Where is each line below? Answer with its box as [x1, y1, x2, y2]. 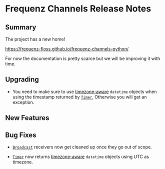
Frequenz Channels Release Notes [5, 3, 151, 14]
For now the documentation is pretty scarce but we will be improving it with [5, 55, 160, 61]
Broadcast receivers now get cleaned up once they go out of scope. [12, 144, 152, 150]
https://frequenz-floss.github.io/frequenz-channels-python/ [5, 46, 129, 51]
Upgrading [5, 75, 39, 84]
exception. [12, 99, 34, 105]
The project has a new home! [5, 36, 65, 42]
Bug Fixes [5, 130, 36, 139]
